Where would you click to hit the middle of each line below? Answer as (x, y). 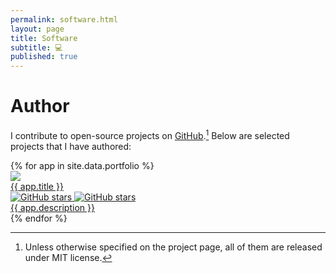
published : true (44, 57)
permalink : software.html (64, 19)
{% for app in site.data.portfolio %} (82, 165)
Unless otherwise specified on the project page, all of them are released (173, 247)
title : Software (44, 38)
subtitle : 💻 (36, 47)
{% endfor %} (39, 218)
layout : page (37, 29)
